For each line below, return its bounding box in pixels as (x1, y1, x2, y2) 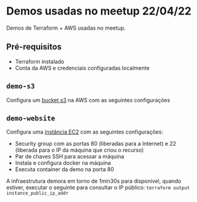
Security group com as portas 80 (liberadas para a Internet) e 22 (15, 140, 176, 148)
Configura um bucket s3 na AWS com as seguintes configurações (6, 96, 170, 103)
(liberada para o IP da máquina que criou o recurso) (15, 146, 144, 154)
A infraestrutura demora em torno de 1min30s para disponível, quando (6, 177, 181, 185)
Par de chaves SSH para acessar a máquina (15, 153, 124, 160)
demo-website (6, 114, 56, 122)
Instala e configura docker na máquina (15, 159, 111, 167)
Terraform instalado (15, 57, 65, 65)
